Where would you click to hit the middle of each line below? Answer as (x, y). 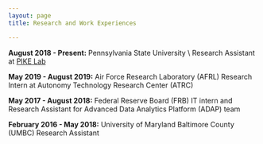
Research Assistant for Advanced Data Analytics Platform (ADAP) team (124, 109)
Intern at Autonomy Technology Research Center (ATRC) (101, 85)
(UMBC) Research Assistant (54, 133)
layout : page (30, 16)
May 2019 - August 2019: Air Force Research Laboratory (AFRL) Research (130, 76)
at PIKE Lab (27, 61)
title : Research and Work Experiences (72, 23)
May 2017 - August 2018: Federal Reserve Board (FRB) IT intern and (120, 100)
